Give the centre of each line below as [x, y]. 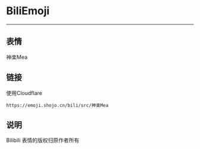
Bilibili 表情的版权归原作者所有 [43, 140]
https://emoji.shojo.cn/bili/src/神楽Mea [57, 105]
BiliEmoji [28, 11]
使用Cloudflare [24, 93]
